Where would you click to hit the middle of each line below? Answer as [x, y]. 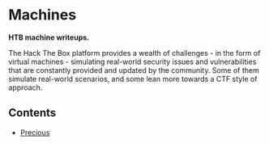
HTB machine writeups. [49, 37]
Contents [32, 113]
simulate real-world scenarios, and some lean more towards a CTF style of [133, 79]
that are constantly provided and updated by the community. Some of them [134, 70]
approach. [26, 87]
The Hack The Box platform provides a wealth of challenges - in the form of [134, 53]
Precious [35, 132]
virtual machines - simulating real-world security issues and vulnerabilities [132, 62]
